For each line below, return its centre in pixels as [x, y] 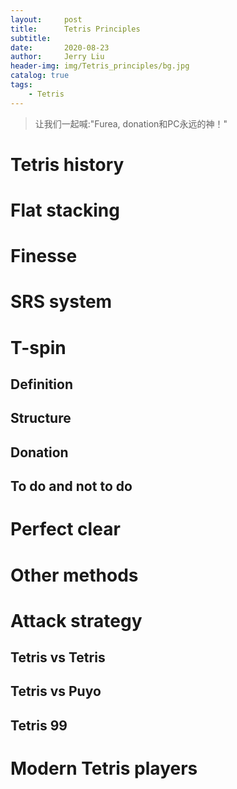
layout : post [46, 19]
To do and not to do [71, 486]
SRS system [61, 302]
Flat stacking [65, 210]
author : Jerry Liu [57, 57]
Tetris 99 [39, 725]
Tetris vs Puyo [56, 691]
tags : [21, 85]
